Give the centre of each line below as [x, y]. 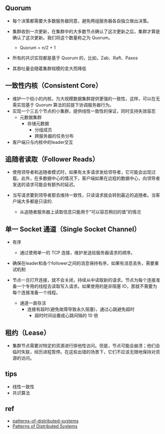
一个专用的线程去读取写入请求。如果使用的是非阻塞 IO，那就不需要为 [87, 286]
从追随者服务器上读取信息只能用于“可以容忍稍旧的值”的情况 [80, 212]
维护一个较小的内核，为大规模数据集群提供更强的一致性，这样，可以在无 [86, 99]
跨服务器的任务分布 [54, 136]
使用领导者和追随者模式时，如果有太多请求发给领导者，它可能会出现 [82, 172]
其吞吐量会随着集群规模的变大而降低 [49, 68]
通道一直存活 [33, 303]
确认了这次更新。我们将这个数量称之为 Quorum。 [62, 37]
